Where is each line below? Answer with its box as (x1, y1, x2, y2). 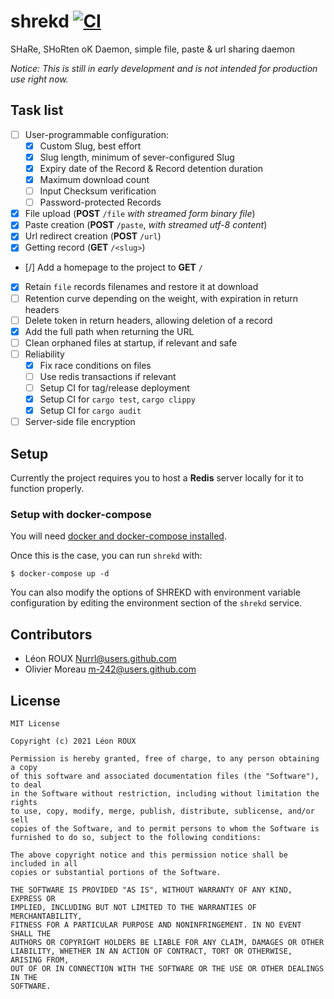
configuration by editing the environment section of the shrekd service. (10, 597, 303, 609)
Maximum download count (39, 174, 150, 185)
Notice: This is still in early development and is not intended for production (10, 62, 318, 74)
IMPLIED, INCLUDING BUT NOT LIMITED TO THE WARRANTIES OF (10, 902, 257, 912)
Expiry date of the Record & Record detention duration (39, 162, 263, 174)
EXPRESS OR (10, 893, 56, 904)
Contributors (10, 626, 93, 643)
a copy (10, 762, 38, 772)
